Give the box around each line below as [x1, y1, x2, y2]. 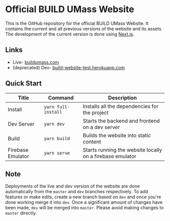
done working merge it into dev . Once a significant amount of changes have [5, 199, 163, 205]
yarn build [44, 136, 70, 141]
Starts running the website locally [82, 146, 162, 153]
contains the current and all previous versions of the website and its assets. [5, 25, 163, 31]
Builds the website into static [82, 131, 151, 139]
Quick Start [5, 79, 42, 88]
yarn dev [44, 121, 65, 127]
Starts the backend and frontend [82, 117, 160, 124]
